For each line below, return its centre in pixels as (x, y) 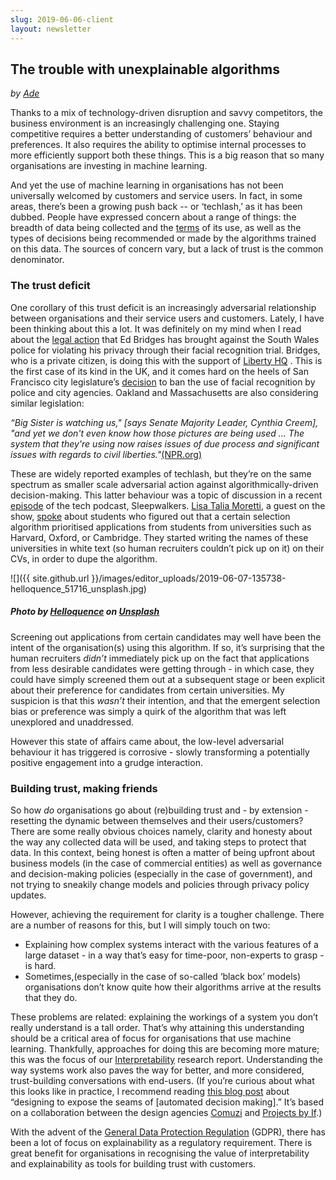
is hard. (40, 965)
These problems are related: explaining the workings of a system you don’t (164, 1017)
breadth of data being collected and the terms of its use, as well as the (156, 228)
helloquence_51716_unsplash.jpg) (78, 588)
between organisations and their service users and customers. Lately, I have (167, 318)
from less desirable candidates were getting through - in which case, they (162, 668)
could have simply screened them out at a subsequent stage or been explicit (168, 679)
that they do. (51, 997)
